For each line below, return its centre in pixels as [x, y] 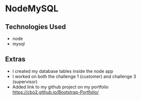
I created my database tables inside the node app [63, 71]
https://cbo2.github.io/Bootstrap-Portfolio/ [55, 92]
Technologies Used [35, 27]
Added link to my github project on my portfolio [60, 87]
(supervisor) [25, 81]
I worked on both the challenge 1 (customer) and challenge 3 [74, 76]
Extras [15, 59]
